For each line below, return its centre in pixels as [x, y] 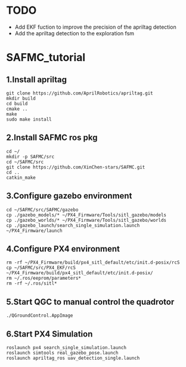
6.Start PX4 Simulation [49, 334]
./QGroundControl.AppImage [40, 316]
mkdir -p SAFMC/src [30, 157]
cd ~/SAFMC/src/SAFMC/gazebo [42, 210]
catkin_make [21, 178]
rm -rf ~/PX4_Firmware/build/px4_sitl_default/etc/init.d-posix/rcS [93, 263]
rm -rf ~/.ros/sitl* [32, 284]
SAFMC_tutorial [46, 58]
